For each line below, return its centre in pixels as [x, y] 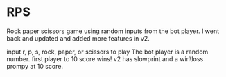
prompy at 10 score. [35, 66]
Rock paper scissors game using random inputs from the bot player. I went [113, 31]
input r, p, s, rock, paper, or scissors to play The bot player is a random [107, 52]
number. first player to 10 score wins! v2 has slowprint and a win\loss [105, 58]
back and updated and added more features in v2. [78, 38]
